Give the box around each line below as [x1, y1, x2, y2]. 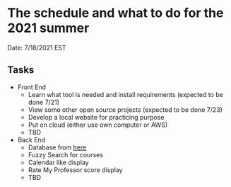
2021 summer [7, 20, 90, 36]
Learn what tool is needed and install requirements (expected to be [28, 90, 224, 98]
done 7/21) [28, 98, 60, 106]
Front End [17, 83, 47, 91]
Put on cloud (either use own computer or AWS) [28, 120, 168, 129]
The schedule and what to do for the [7, 5, 224, 21]
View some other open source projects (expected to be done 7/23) [28, 105, 223, 114]
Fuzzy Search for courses [28, 150, 104, 159]
